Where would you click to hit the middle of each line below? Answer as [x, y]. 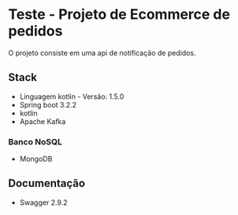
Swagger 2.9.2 [44, 202]
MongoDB [36, 159]
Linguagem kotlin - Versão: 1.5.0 [72, 97]
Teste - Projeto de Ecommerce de [119, 15]
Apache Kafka [43, 121]
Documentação [46, 183]
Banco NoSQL [35, 141]
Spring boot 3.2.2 [48, 104]
